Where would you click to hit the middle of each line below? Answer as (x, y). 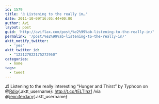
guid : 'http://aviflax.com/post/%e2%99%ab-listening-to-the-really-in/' (80, 32)
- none (16, 63)
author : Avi (17, 23)
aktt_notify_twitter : (27, 41)
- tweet (17, 73)
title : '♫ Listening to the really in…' (47, 14)
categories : (17, 59)
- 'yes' (17, 45)
